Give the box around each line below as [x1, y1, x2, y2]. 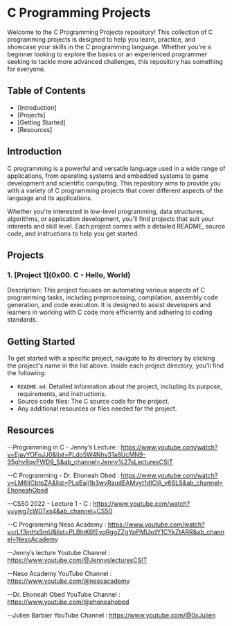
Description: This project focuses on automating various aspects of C [7, 286, 206, 295]
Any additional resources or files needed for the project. [17, 404, 177, 413]
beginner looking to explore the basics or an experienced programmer [7, 50, 208, 58]
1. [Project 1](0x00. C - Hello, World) [7, 270, 131, 279]
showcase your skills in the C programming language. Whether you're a [7, 42, 211, 51]
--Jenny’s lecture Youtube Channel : [7, 548, 111, 557]
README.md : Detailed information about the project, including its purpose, [17, 382, 223, 390]
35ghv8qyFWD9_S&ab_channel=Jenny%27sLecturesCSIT [7, 457, 173, 466]
